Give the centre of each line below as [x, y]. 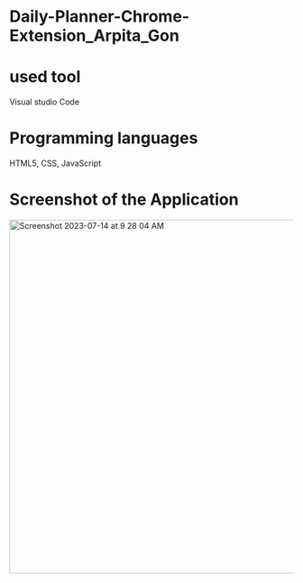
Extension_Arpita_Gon [95, 36]
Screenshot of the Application [124, 200]
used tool [45, 77]
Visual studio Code [44, 102]
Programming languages [104, 138]
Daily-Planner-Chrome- [100, 17]
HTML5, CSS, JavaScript [55, 163]
